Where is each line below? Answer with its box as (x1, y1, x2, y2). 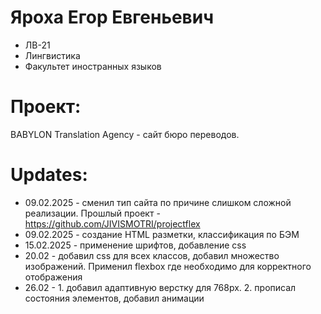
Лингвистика (24, 49, 81, 61)
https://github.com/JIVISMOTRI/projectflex (24, 217, 201, 230)
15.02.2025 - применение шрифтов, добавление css (24, 239, 247, 251)
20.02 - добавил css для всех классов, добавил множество (24, 249, 280, 261)
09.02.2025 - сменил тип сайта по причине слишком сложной (24, 196, 292, 208)
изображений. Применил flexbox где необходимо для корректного (24, 260, 312, 272)
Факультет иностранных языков (24, 60, 162, 72)
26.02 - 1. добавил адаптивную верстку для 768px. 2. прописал (24, 281, 297, 293)
